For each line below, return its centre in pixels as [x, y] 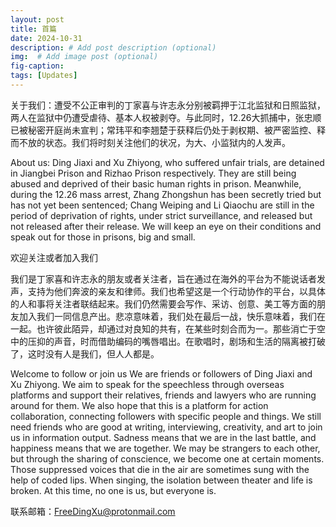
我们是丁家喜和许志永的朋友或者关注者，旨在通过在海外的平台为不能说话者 [163, 278]
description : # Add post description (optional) [113, 47]
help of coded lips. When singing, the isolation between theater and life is [161, 480]
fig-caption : [37, 66]
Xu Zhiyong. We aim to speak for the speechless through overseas [147, 384]
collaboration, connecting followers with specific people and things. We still [166, 416]
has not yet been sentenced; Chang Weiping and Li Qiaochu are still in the [162, 205]
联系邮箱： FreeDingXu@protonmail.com [93, 511]
